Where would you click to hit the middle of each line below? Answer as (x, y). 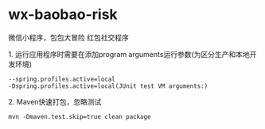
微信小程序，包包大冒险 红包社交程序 (68, 37)
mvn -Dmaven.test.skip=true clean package (80, 116)
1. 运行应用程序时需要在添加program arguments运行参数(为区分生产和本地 (129, 54)
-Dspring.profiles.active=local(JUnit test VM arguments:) (108, 86)
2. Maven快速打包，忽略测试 (55, 101)
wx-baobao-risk (63, 15)
